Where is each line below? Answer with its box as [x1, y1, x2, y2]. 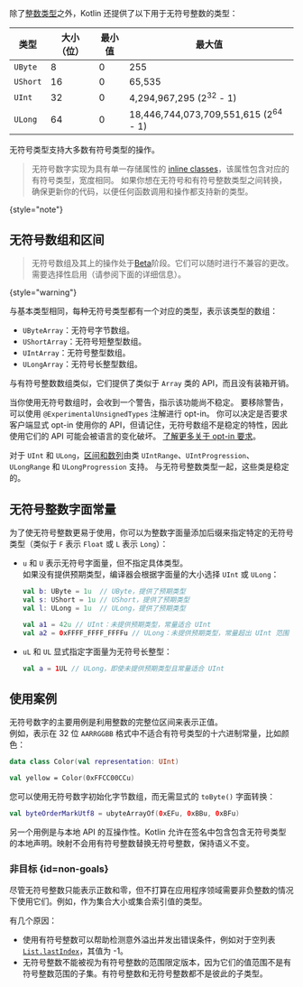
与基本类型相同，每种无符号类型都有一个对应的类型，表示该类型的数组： [9, 306, 278, 317]
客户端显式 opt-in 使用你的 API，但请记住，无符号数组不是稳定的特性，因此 [9, 420, 289, 430]
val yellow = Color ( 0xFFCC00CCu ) [9, 774, 135, 783]
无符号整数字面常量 [9, 502, 116, 517]
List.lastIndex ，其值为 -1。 [22, 945, 129, 956]
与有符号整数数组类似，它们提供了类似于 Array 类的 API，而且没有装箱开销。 [9, 378, 294, 389]
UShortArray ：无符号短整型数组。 [22, 337, 147, 347]
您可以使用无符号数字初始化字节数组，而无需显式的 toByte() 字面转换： [9, 791, 276, 802]
